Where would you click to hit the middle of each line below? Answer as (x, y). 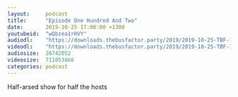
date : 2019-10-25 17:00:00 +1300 (66, 27)
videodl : (20, 47)
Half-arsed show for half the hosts (57, 86)
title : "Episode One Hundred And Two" (73, 21)
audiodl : (20, 40)
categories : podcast (38, 67)
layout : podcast (38, 14)
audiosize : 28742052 (39, 54)
